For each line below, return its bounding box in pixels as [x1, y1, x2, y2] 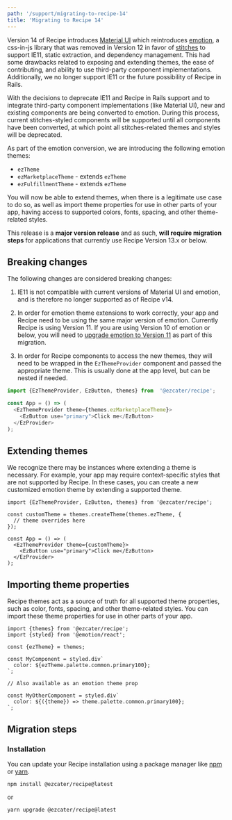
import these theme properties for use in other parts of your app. [7, 612, 193, 621]
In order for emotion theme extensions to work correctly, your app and [17, 309, 219, 317]
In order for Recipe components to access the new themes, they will [17, 352, 213, 360]
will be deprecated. [7, 130, 63, 139]
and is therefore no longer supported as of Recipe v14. [17, 295, 174, 304]
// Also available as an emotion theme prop [7, 680, 138, 687]
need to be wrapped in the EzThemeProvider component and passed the [17, 359, 222, 368]
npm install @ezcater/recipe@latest [7, 780, 113, 787]
